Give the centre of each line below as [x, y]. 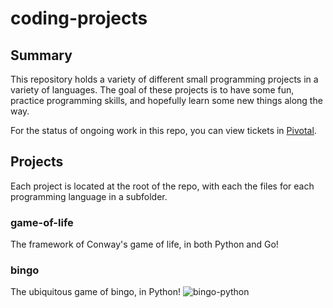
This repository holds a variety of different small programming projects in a [164, 79]
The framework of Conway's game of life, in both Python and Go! [144, 244]
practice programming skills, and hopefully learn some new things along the [166, 100]
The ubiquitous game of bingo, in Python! [96, 292]
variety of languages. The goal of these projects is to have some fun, [152, 90]
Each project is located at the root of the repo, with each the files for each [162, 186]
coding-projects [79, 18]
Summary [41, 55]
